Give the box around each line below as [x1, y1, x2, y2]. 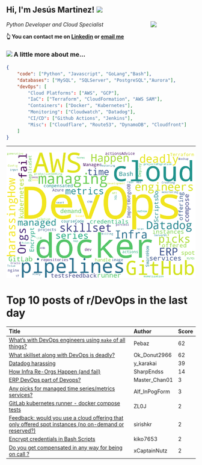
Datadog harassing [8, 360, 56, 367]
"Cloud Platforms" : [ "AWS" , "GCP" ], [28, 90, 120, 96]
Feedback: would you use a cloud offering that [8, 414, 124, 422]
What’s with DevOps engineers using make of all [8, 337, 126, 344]
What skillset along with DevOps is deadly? [8, 351, 115, 358]
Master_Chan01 [133, 376, 173, 384]
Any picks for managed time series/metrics [8, 385, 115, 392]
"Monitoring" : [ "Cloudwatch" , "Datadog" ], [28, 109, 136, 115]
